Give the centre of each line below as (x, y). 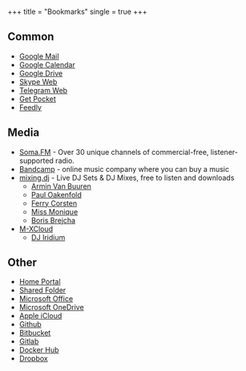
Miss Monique (54, 211)
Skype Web (38, 82)
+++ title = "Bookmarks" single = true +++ (77, 12)
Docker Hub (39, 350)
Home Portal (40, 282)
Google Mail (39, 56)
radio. (65, 161)
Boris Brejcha (53, 220)
